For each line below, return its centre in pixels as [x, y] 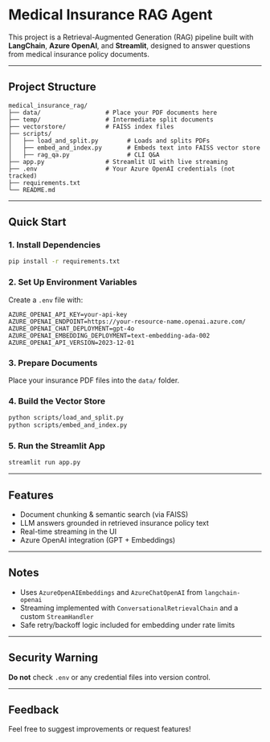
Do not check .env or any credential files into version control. [110, 677]
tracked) [23, 176]
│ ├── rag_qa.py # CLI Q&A [84, 154]
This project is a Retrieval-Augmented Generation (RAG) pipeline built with [131, 37]
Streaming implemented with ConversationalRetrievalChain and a [129, 608]
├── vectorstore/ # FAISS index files [91, 126]
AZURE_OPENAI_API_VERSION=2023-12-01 [72, 342]
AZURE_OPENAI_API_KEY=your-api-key [68, 314]
